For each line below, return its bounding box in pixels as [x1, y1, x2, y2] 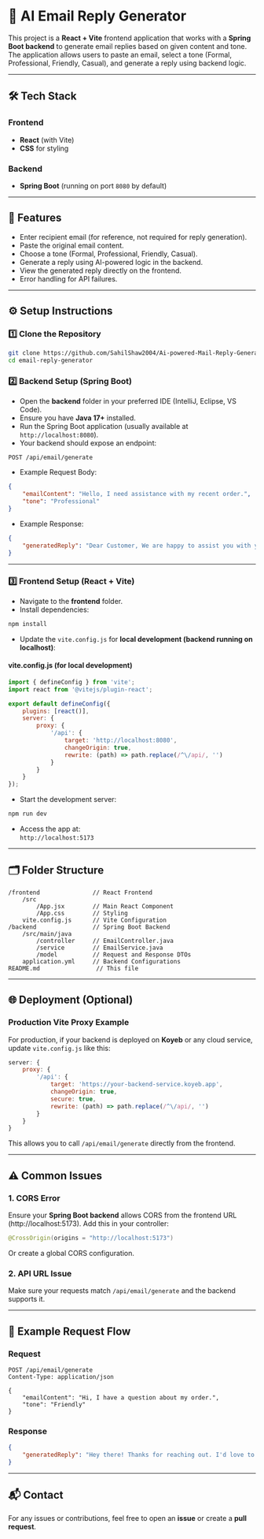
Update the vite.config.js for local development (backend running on [19, 634, 253, 643]
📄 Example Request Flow [8, 1325, 131, 1338]
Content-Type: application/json [8, 1373, 114, 1381]
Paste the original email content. [19, 240, 124, 250]
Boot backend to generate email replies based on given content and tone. [8, 41, 247, 50]
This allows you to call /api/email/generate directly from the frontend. [8, 1138, 236, 1148]
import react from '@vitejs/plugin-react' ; [8, 685, 153, 693]
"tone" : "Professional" [22, 497, 101, 505]
